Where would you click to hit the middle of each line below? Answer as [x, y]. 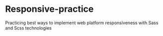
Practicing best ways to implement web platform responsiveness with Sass [82, 23]
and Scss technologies [29, 28]
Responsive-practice [49, 9]
